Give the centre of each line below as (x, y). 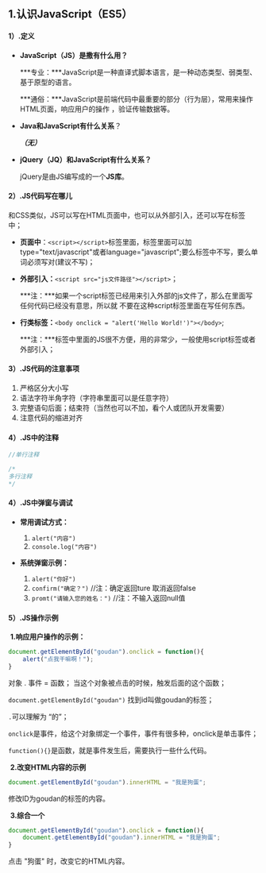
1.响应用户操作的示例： (48, 637)
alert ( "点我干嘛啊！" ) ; (58, 659)
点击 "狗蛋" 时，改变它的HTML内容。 (69, 861)
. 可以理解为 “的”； (39, 717)
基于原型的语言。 (48, 82)
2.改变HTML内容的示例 (48, 767)
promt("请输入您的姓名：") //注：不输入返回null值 (108, 597)
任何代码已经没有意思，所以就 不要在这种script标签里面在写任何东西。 (135, 305)
